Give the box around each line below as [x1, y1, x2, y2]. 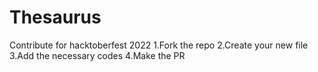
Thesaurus [9, 6, 102, 29]
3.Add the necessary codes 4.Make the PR [9, 49, 186, 61]
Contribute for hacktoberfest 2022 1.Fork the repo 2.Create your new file [9, 39, 309, 51]
